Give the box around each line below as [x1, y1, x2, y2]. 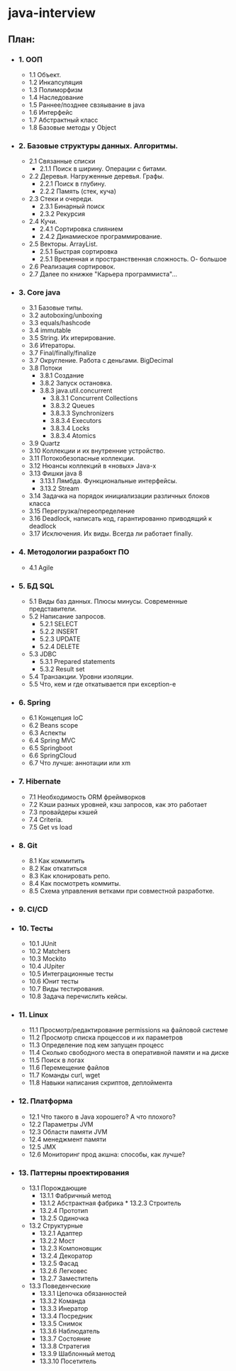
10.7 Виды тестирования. [28, 985, 105, 993]
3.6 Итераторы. [28, 342, 76, 350]
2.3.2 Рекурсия [39, 210, 86, 218]
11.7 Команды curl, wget [28, 1071, 101, 1080]
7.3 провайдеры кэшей [28, 808, 98, 816]
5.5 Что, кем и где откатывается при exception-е [28, 680, 176, 689]
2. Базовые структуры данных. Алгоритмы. [18, 140, 179, 150]
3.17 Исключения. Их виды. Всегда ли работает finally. [28, 529, 193, 538]
